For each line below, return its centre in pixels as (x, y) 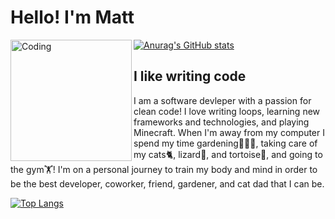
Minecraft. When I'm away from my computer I (229, 132)
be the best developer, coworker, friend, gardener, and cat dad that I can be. (167, 183)
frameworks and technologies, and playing (221, 122)
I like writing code (190, 76)
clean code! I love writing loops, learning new (227, 111)
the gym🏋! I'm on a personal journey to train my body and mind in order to (164, 169)
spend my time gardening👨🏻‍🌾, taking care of (225, 143)
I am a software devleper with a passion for (222, 100)
